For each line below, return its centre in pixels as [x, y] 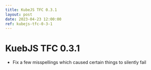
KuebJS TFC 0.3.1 [43, 48]
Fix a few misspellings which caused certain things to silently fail [79, 62]
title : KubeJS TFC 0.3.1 [31, 10]
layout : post [19, 14]
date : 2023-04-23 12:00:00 [33, 19]
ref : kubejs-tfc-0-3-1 [29, 24]
